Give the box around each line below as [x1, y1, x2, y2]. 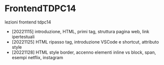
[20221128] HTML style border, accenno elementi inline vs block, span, [11, 49, 156, 55]
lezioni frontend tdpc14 [4, 19, 51, 25]
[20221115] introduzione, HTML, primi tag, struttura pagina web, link [11, 28, 150, 34]
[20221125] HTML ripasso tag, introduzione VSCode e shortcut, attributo [11, 39, 159, 44]
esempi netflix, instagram [11, 54, 64, 60]
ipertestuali [11, 34, 35, 40]
